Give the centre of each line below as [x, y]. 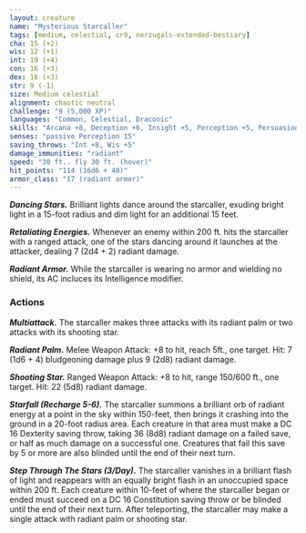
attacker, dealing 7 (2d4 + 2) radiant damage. [95, 251]
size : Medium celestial [55, 94]
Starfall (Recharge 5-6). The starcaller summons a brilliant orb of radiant [147, 404]
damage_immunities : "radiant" [67, 153]
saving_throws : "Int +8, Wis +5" [73, 145]
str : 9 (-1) [32, 86]
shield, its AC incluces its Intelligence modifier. [97, 279]
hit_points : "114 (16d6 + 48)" [69, 170]
